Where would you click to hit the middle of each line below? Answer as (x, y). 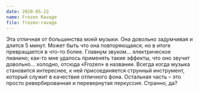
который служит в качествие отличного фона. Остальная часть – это (94, 77)
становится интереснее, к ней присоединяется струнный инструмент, (96, 71)
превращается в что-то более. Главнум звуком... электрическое (89, 52)
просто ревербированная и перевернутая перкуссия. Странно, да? (92, 83)
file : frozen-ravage (32, 22)
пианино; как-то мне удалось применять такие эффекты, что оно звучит (98, 58)
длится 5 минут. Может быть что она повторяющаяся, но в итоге (89, 45)
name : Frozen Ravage (32, 17)
